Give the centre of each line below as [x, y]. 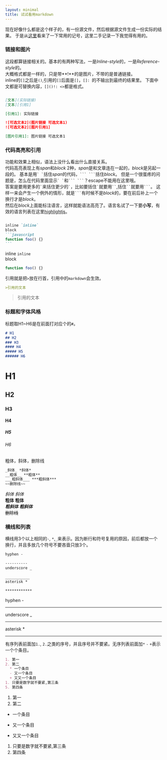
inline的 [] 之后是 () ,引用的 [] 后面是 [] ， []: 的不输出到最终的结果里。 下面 [80, 80]
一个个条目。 [18, 650]
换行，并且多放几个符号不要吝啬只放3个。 [48, 545]
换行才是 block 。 [22, 199]
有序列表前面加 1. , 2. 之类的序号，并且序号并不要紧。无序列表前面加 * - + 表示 [83, 644]
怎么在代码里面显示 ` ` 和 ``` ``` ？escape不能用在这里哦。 [78, 180]
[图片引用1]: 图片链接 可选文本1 [35, 137]
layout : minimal [22, 10]
